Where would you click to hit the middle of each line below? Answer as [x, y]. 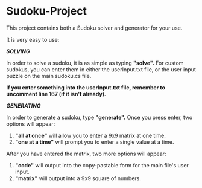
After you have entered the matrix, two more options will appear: [86, 154]
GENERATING [24, 105]
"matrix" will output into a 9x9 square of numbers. [78, 178]
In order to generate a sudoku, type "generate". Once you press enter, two [99, 117]
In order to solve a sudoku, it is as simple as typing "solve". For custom [95, 63]
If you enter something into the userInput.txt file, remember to [86, 87]
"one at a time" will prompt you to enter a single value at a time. [94, 142]
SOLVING [18, 51]
